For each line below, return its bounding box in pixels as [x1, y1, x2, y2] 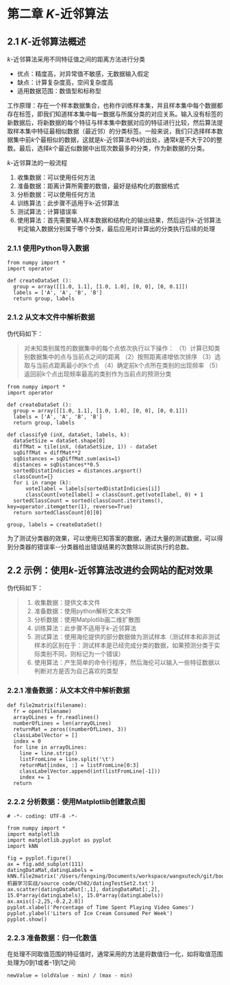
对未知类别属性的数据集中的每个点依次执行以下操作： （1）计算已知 [23, 344, 214, 352]
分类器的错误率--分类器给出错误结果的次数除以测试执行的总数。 [12, 543, 193, 551]
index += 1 [19, 773, 51, 781]
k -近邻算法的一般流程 [7, 159, 68, 166]
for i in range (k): [13, 479, 72, 486]
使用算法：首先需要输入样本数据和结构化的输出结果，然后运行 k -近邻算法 [16, 216, 221, 224]
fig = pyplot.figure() [7, 855, 72, 862]
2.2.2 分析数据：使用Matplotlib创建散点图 [7, 797, 146, 806]
